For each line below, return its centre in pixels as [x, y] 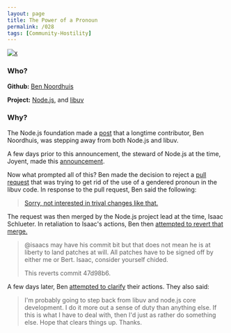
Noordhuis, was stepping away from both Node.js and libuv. [93, 140]
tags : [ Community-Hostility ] [49, 33]
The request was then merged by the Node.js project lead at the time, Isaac [115, 216]
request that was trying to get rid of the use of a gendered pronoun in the [112, 182]
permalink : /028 [31, 26]
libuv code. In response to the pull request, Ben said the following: [102, 189]
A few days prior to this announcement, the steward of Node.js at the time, [114, 153]
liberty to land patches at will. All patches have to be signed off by [119, 252]
